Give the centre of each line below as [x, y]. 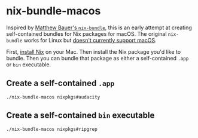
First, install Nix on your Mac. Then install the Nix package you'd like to [94, 51]
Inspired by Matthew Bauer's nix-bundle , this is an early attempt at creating [99, 27]
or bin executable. [29, 65]
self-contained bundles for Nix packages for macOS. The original [86, 33]
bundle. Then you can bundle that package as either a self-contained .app [98, 58]
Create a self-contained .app [60, 83]
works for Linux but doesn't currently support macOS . [90, 40]
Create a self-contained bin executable [80, 116]
